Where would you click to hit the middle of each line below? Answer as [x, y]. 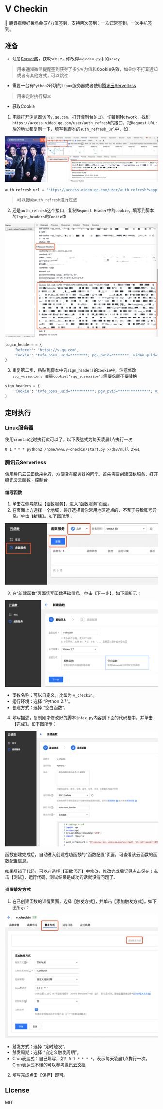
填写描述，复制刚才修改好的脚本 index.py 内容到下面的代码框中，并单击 [82, 718]
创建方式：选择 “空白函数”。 [40, 708]
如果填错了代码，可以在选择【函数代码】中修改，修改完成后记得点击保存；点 [81, 871]
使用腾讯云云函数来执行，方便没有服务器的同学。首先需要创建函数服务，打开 [81, 474]
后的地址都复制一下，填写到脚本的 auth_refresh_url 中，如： [72, 129]
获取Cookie [24, 106]
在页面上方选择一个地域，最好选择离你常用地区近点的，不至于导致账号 [82, 510]
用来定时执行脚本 [34, 96]
